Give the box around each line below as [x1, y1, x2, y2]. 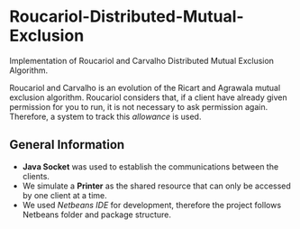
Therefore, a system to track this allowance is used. [9, 111, 202, 122]
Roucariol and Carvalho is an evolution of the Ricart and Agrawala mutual [9, 82, 281, 93]
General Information [9, 137, 125, 152]
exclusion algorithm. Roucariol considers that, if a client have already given [9, 92, 287, 103]
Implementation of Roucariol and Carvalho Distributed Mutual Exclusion [9, 55, 275, 66]
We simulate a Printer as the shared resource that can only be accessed [22, 180, 291, 191]
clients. [22, 170, 50, 181]
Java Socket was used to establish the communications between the [22, 160, 279, 172]
